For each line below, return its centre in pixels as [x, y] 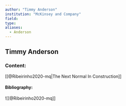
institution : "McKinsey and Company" [43, 14]
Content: [16, 66]
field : [12, 18]
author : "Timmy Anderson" [31, 9]
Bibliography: [19, 88]
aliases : [14, 28]
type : [10, 23]
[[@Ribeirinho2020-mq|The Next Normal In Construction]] [63, 76]
